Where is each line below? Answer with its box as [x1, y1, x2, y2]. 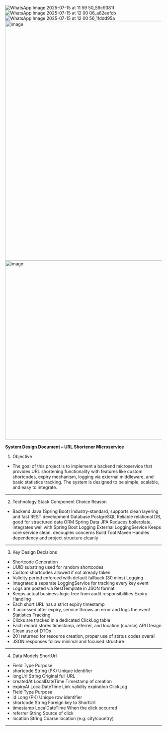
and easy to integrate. [12, 485, 58, 490]
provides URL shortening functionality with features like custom [12, 469, 143, 474]
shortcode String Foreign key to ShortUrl [12, 700, 96, 706]
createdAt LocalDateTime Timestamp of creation [12, 679, 112, 684]
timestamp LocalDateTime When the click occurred [12, 705, 118, 711]
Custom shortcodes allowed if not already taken [12, 569, 111, 575]
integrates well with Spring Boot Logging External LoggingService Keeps [12, 524, 162, 530]
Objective [12, 454, 32, 459]
